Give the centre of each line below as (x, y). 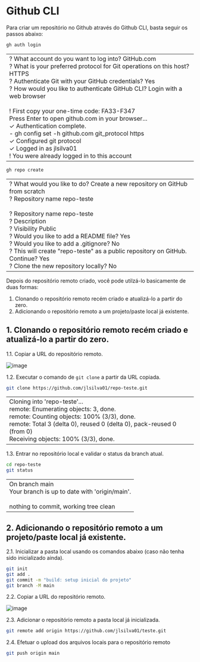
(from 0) (21, 431)
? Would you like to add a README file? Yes (70, 236)
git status (20, 470)
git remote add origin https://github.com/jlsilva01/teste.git (86, 631)
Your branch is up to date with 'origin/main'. (70, 492)
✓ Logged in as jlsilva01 (43, 148)
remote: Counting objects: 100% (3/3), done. (72, 416)
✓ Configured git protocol (45, 140)
